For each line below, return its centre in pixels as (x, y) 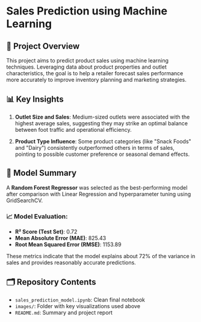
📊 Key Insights (35, 100)
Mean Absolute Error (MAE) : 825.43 (60, 238)
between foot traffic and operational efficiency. (73, 129)
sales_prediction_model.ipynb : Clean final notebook (80, 300)
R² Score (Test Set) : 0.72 (46, 231)
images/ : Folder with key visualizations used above (77, 306)
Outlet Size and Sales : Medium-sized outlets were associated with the (102, 117)
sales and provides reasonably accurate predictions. (71, 262)
